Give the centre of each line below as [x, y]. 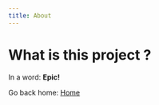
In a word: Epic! [34, 77]
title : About [30, 16]
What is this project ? [80, 54]
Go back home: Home [44, 92]
